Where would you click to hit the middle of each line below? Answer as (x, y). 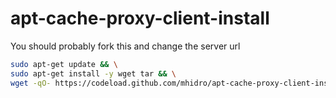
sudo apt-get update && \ (64, 64)
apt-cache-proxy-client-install (140, 18)
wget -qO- (31, 83)
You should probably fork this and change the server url (125, 46)
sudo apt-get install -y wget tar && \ (93, 73)
